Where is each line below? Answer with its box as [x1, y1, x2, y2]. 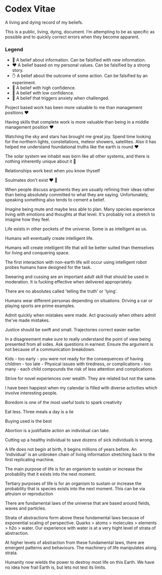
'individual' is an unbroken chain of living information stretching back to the [5, 451, 155, 457]
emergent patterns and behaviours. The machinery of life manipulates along [5, 545, 157, 551]
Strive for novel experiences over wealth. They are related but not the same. [5, 375, 157, 381]
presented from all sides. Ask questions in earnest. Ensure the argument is [5, 342, 153, 347]
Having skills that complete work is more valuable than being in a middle [5, 119, 149, 125]
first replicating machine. [5, 457, 55, 463]
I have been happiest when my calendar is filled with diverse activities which [5, 385, 158, 391]
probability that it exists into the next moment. [5, 471, 97, 477]
